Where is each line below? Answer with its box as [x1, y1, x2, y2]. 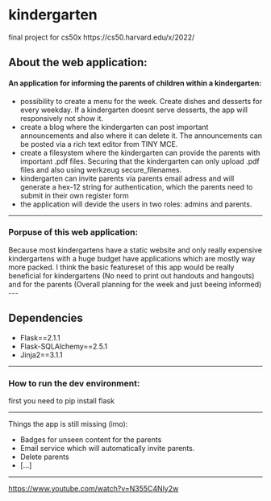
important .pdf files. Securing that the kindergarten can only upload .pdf [19, 156, 260, 166]
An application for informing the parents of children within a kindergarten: [8, 78, 262, 88]
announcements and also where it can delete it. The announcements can [19, 131, 262, 140]
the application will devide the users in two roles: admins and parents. [19, 199, 252, 209]
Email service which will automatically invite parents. [19, 443, 195, 453]
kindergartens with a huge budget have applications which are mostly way [8, 253, 256, 263]
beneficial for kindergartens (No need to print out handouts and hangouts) [8, 270, 255, 280]
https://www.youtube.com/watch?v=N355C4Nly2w [8, 483, 179, 493]
